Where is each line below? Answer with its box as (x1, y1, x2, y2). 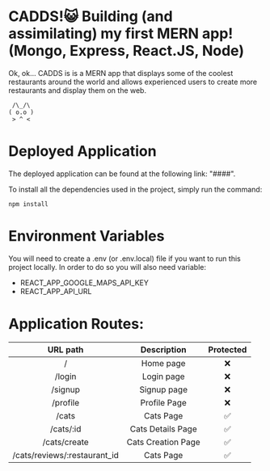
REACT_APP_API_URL (19, 286, 92, 296)
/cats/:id (49, 423, 82, 435)
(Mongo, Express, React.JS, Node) (8, 42, 245, 60)
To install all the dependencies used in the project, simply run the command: (8, 184, 263, 194)
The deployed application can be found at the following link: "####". (8, 169, 236, 179)
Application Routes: (8, 315, 144, 333)
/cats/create (42, 436, 89, 448)
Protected (208, 343, 247, 355)
